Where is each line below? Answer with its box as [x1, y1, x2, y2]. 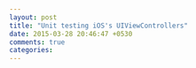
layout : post [9, 12, 58, 22]
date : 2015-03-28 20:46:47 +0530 [9, 29, 133, 38]
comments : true [9, 37, 66, 47]
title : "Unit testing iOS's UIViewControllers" [9, 21, 189, 30]
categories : [9, 46, 53, 55]
